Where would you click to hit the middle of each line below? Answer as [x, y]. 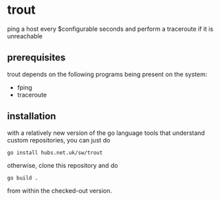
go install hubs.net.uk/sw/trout [55, 153]
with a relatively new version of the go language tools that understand [106, 133]
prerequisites [36, 58]
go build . [23, 178]
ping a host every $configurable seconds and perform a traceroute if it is [110, 29]
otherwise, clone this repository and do [63, 165]
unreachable [25, 36]
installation [32, 116]
